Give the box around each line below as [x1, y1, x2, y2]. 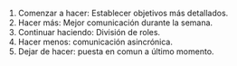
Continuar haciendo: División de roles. [17, 27, 161, 37]
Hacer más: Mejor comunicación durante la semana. [17, 17, 213, 28]
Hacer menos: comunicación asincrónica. [17, 36, 174, 47]
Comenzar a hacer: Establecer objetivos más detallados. [17, 8, 229, 18]
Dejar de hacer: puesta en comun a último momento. [17, 46, 214, 57]
